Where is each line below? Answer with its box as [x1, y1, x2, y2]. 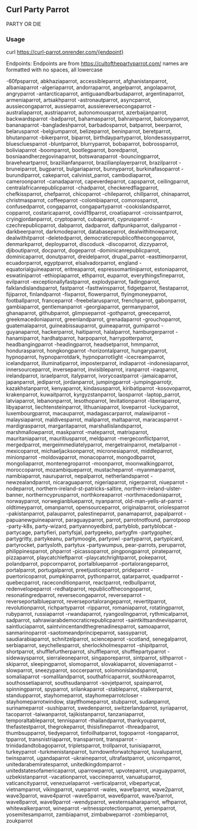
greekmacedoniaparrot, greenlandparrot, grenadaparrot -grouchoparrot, [6, 316, 182, 323]
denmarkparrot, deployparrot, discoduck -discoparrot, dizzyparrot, [6, 241, 169, 248]
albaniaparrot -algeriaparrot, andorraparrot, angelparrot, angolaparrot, [6, 84, 177, 91]
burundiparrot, [6, 172, 41, 179]
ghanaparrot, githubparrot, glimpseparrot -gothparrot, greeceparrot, [6, 310, 172, 317]
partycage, [6, 529, 33, 536]
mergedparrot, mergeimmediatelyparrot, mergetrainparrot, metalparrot [6, 441, 178, 448]
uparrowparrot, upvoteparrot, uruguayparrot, [78, 767, 187, 775]
